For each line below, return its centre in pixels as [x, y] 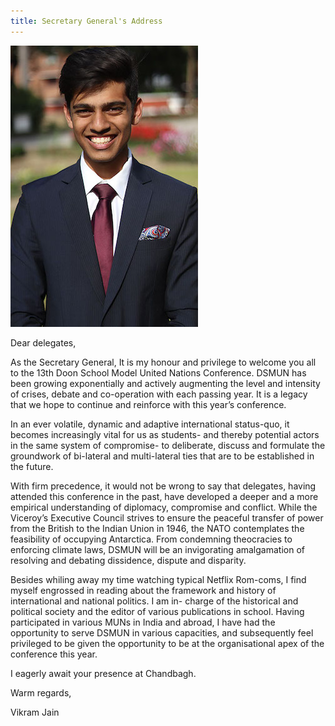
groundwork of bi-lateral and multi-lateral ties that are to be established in [162, 456]
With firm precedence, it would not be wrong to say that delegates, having [163, 486]
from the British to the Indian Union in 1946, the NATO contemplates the [157, 528]
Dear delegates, [43, 342]
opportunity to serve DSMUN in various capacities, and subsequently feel [162, 632]
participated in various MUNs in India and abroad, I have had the [143, 622]
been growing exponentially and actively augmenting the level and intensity [165, 383]
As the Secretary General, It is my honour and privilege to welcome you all [163, 362]
